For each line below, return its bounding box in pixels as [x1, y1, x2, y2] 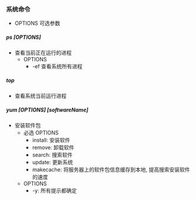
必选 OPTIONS [23, 129, 59, 136]
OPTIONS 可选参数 [14, 19, 61, 27]
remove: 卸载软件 [32, 144, 75, 151]
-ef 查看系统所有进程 [32, 63, 83, 70]
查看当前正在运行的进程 [14, 49, 72, 57]
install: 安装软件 [32, 137, 71, 144]
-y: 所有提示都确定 [32, 187, 77, 194]
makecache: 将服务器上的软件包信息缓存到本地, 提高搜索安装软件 [32, 166, 190, 173]
